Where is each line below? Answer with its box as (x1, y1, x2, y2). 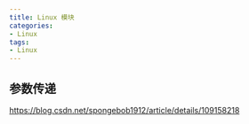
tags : (9, 37, 29, 47)
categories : (9, 21, 53, 30)
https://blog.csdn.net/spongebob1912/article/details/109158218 (9, 105, 240, 115)
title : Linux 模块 (9, 12, 75, 22)
